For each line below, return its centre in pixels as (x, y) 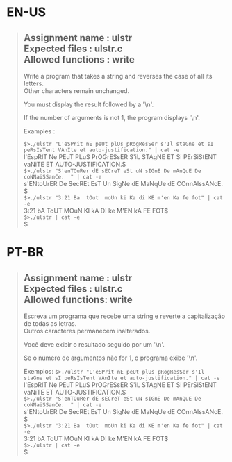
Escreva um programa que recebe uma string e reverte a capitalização (124, 316)
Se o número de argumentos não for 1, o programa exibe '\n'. (110, 358)
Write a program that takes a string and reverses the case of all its (118, 76)
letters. (34, 83)
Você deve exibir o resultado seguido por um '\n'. (94, 344)
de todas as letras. (50, 323)
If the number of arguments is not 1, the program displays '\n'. (112, 118)
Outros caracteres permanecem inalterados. (87, 331)
